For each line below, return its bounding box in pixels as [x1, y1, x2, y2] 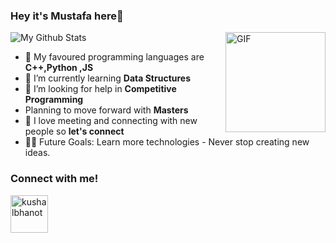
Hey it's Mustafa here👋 [10, 9, 124, 23]
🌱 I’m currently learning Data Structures [24, 72, 192, 84]
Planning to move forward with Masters [24, 104, 189, 116]
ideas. [24, 147, 51, 159]
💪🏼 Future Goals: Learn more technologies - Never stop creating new [24, 136, 310, 148]
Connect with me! [10, 172, 99, 186]
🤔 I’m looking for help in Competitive [24, 83, 177, 95]
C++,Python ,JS [24, 62, 94, 74]
